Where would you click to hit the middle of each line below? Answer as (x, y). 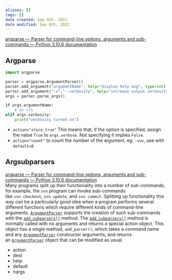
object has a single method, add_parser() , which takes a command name (82, 229)
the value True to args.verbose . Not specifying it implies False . (78, 135)
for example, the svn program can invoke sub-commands (66, 191)
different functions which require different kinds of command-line (74, 207)
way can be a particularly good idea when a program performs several (80, 201)
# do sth (24, 110)
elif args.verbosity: (28, 115)
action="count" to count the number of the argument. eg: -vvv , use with (89, 140)
